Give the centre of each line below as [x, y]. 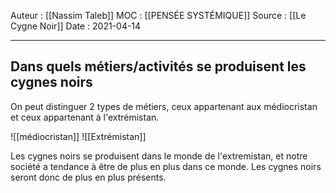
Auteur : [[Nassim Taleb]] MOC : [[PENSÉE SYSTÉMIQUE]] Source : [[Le [158, 15]
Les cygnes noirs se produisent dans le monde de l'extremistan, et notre [159, 156]
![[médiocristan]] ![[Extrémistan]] [78, 136]
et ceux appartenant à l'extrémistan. [85, 117]
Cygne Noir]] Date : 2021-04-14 [76, 26]
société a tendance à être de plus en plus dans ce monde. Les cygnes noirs [166, 166]
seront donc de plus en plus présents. [88, 177]
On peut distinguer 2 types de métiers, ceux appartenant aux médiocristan [164, 106]
